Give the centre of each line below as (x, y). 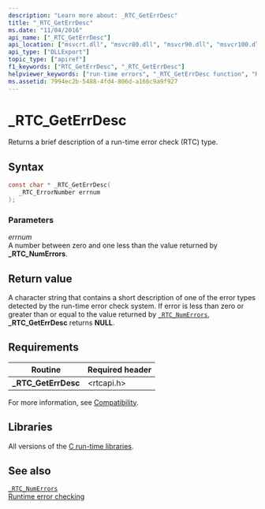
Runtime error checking (47, 496)
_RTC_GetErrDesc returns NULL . (62, 322)
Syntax (26, 167)
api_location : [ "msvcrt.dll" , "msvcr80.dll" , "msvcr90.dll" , (111, 45)
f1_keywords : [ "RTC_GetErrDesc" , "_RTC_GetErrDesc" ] (97, 67)
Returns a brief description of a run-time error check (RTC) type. (113, 142)
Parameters (31, 220)
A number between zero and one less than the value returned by (113, 246)
